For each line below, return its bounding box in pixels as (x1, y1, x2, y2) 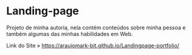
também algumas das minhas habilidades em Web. (6, 30, 133, 37)
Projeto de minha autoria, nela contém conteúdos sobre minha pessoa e (6, 24, 186, 31)
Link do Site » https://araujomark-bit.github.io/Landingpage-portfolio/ (6, 42, 180, 49)
